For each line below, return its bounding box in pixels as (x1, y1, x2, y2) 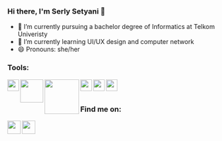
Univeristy (17, 30, 48, 38)
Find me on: (80, 104, 122, 114)
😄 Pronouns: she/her (17, 45, 80, 54)
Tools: (7, 63, 30, 73)
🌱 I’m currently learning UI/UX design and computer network (17, 38, 194, 46)
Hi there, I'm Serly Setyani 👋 (7, 6, 106, 16)
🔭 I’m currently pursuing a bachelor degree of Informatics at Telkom (17, 23, 216, 31)
